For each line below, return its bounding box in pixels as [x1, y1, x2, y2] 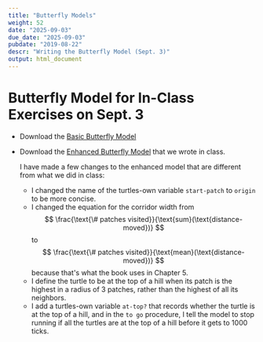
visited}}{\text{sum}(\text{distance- [127, 214, 243, 224]
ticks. [31, 326, 49, 336]
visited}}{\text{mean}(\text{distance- [125, 247, 245, 256]
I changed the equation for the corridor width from [31, 202, 195, 212]
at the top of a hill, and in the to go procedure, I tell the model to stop [31, 309, 255, 318]
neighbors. [31, 293, 67, 302]
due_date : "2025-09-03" [8, 33, 86, 42]
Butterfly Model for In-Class [8, 89, 195, 107]
